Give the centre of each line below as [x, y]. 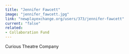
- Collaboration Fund [27, 32]
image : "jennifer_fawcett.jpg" [37, 14]
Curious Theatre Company [32, 46]
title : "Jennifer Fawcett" [33, 10]
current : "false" [23, 23]
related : [14, 28]
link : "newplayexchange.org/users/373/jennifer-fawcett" [65, 19]
